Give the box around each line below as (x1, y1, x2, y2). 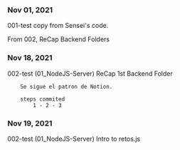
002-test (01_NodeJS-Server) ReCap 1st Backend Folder (7, 69, 173, 78)
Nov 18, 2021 (7, 53, 53, 63)
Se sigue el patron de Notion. (20, 83, 113, 90)
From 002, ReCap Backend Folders (7, 35, 110, 44)
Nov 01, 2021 (7, 5, 53, 15)
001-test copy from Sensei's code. (7, 21, 109, 30)
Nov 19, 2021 (7, 118, 53, 128)
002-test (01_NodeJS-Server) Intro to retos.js (7, 134, 141, 143)
